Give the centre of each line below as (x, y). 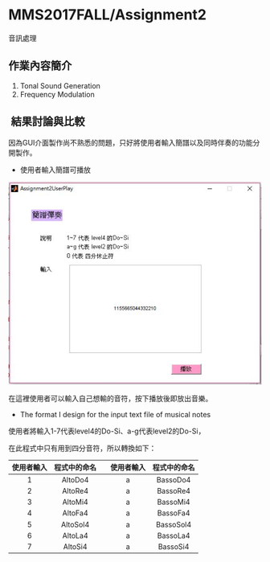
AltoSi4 (75, 547)
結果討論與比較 (48, 122)
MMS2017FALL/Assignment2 (108, 15)
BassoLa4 (174, 535)
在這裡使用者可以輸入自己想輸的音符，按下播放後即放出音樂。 (110, 398)
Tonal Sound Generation (60, 85)
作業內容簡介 (40, 66)
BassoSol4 (174, 524)
